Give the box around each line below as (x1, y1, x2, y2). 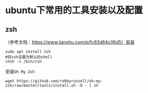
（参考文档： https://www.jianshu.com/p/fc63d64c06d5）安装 (5, 39, 135, 45)
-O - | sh (78, 83, 99, 88)
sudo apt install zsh (5, 49, 51, 54)
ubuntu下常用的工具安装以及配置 (5, 5, 143, 16)
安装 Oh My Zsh (5, 69, 35, 74)
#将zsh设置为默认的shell (5, 55, 52, 60)
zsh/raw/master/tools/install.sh (5, 83, 76, 88)
